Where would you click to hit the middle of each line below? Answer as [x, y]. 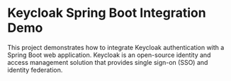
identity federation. [35, 70]
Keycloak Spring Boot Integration [107, 13]
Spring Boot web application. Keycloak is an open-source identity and [109, 55]
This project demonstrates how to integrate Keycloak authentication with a [116, 47]
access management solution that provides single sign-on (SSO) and [108, 62]
